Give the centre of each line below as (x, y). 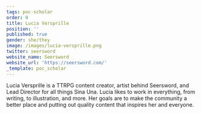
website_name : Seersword (38, 57)
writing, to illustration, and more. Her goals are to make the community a (97, 98)
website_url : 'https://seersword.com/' (57, 62)
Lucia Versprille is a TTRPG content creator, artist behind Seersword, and (98, 85)
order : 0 (17, 18)
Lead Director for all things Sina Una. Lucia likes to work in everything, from (101, 92)
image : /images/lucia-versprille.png (54, 46)
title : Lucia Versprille (38, 23)
